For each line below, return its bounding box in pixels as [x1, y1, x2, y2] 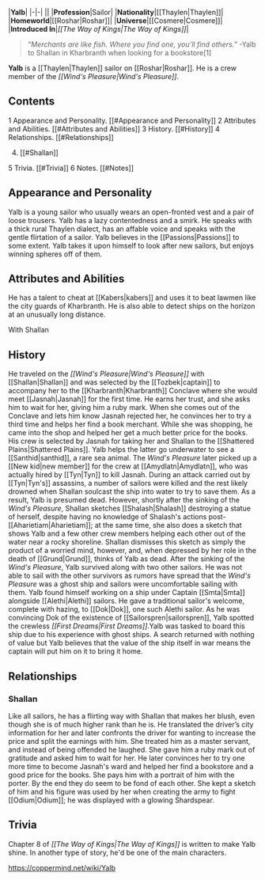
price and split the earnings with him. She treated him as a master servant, [8, 736, 251, 745]
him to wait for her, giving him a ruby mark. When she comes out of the [8, 403, 240, 412]
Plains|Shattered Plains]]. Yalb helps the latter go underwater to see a [8, 445, 235, 454]
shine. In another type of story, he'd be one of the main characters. [8, 848, 227, 857]
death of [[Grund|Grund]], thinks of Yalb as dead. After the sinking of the [8, 554, 245, 563]
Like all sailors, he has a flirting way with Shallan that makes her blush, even [8, 711, 256, 720]
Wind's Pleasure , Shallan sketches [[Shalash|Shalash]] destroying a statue [8, 503, 252, 514]
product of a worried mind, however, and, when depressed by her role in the [8, 546, 257, 556]
